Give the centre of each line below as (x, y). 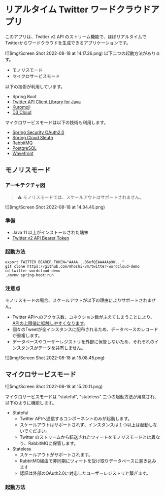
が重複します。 (27, 335)
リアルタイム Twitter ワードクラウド (78, 10)
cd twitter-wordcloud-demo (33, 271)
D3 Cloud (22, 112)
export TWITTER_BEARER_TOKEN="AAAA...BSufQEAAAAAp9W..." (65, 262)
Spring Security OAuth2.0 (38, 132)
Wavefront (23, 153)
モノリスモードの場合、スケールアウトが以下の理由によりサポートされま (78, 300)
